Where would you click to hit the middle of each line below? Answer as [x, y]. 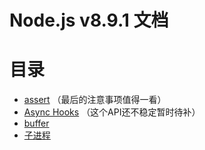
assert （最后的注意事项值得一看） [95, 100]
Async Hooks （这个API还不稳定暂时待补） [112, 112]
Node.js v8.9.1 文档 [89, 20]
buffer [36, 123]
